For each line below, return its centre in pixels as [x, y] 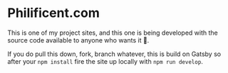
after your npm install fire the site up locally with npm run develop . [105, 61]
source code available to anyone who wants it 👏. [78, 40]
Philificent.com [53, 13]
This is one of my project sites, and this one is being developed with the [113, 33]
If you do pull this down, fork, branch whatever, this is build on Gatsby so [114, 54]
